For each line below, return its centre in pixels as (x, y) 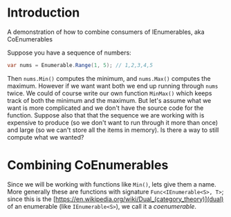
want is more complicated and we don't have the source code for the (105, 108)
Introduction (44, 13)
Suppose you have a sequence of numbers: (69, 53)
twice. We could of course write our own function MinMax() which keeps (110, 93)
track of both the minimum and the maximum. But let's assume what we (109, 100)
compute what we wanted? (46, 137)
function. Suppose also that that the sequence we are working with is (106, 115)
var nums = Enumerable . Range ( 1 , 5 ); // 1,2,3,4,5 (80, 65)
